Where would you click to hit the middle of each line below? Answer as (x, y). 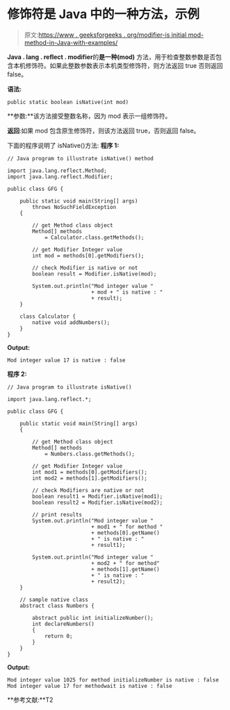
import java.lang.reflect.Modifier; (60, 177)
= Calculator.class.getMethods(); (94, 237)
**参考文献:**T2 (30, 700)
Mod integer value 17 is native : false (67, 360)
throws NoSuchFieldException (74, 207)
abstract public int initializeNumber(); (93, 618)
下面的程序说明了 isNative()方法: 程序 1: (63, 145)
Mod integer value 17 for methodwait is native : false (90, 686)
